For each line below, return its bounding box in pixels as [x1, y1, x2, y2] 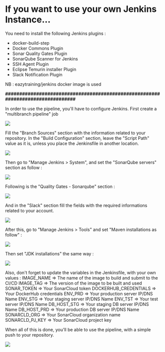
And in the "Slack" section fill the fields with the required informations [5, 202, 148, 208]
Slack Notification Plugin [12, 71, 63, 77]
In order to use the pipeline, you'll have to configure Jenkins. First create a [5, 106, 157, 112]
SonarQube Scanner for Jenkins [12, 56, 78, 61]
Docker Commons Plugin [12, 45, 63, 51]
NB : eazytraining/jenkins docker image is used [5, 81, 102, 87]
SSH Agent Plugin [12, 61, 49, 67]
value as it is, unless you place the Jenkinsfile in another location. [5, 140, 139, 146]
